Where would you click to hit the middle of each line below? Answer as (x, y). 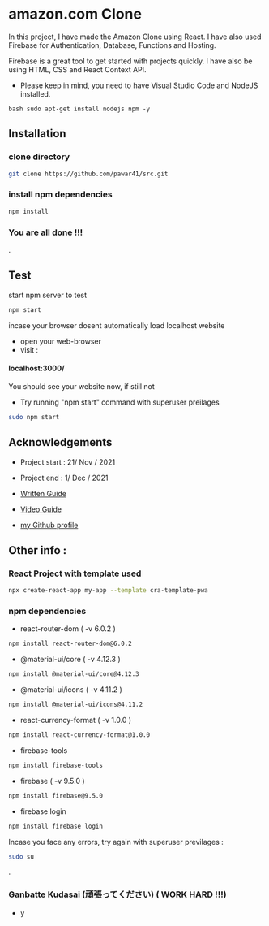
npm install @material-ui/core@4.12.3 (74, 674)
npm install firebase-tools (56, 765)
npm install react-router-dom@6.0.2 (70, 644)
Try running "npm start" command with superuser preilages (120, 402)
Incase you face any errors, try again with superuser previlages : (116, 842)
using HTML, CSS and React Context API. (78, 69)
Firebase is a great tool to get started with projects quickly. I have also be (130, 61)
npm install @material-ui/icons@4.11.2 (76, 705)
